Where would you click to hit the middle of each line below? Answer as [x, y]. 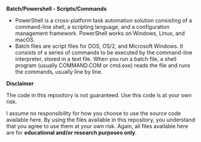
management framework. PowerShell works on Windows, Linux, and [100, 33]
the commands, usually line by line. [59, 72]
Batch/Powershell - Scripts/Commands [56, 9]
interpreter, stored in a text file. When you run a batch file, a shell [96, 59]
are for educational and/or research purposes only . [72, 133]
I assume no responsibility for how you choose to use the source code [94, 113]
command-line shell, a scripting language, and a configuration [92, 27]
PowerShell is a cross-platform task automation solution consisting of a [103, 20]
